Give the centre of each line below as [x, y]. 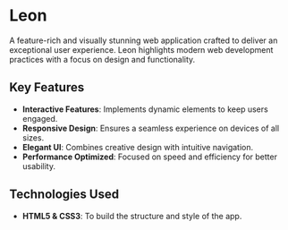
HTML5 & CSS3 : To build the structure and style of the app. [132, 216]
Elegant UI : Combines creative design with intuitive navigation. [138, 147]
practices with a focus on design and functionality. [102, 59]
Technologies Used [64, 195]
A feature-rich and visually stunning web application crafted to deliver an [144, 40]
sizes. [33, 137]
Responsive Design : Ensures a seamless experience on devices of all [151, 128]
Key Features [47, 87]
